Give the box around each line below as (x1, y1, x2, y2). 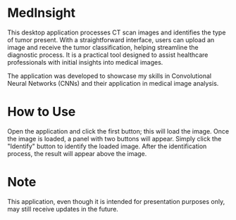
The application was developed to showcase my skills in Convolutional (7, 72, 212, 80)
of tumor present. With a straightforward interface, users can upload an (7, 35, 215, 44)
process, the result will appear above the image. (7, 149, 147, 157)
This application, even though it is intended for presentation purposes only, (7, 197, 225, 205)
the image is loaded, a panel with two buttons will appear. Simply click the (7, 134, 222, 143)
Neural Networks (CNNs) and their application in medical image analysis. (7, 79, 219, 87)
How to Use (7, 104, 76, 120)
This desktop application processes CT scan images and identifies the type (7, 28, 226, 37)
